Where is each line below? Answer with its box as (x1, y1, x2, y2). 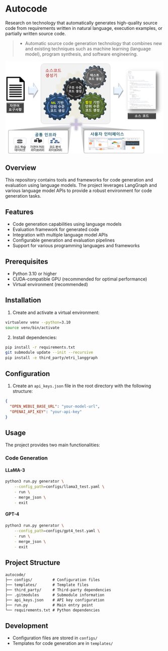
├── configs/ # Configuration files (5, 577, 100, 583)
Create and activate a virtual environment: (12, 309, 100, 315)
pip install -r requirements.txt (5, 345, 75, 350)
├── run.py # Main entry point (5, 602, 94, 608)
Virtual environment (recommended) (12, 282, 88, 288)
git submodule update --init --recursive (5, 350, 94, 355)
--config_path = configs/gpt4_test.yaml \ (14, 528, 100, 533)
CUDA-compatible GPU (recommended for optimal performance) (12, 276, 147, 282)
